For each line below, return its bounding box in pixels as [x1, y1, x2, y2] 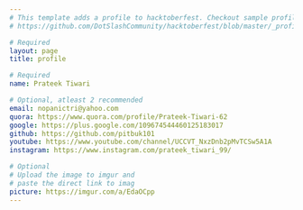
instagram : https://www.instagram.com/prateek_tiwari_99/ [9, 146, 232, 155]
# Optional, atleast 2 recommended [9, 96, 143, 105]
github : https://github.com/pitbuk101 [9, 129, 155, 138]
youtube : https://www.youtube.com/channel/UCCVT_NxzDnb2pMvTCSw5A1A [9, 137, 272, 147]
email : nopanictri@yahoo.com [9, 104, 119, 113]
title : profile [9, 55, 67, 64]
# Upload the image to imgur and [9, 170, 135, 179]
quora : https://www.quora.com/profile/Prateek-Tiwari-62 [9, 112, 228, 122]
